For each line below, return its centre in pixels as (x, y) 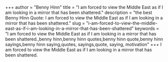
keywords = (147, 28)
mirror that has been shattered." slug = (45, 23)
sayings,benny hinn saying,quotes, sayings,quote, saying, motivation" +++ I (83, 44)
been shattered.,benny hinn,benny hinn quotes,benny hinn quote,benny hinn (84, 39)
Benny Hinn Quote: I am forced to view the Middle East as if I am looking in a (84, 18)
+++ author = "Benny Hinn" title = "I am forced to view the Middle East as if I (84, 7)
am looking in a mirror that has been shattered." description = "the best (79, 12)
